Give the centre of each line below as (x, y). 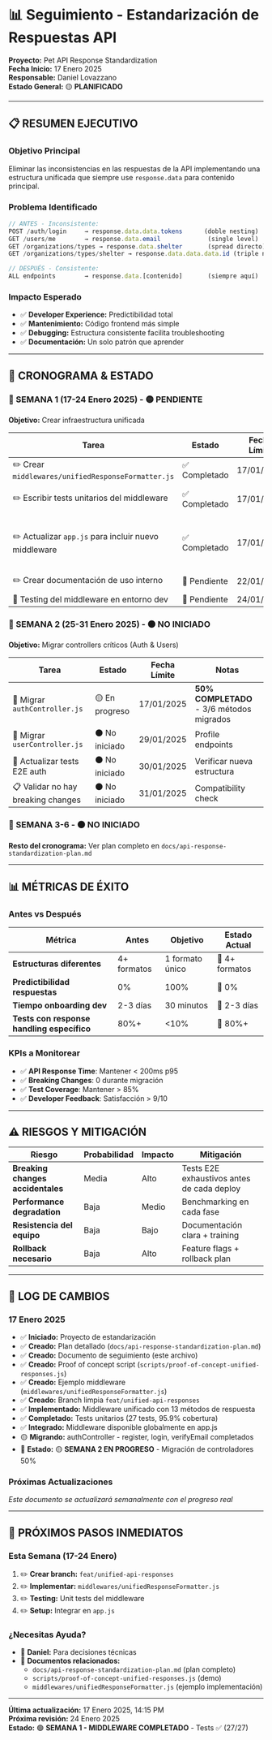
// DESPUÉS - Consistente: (54, 269)
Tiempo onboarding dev (60, 1005)
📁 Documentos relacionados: (70, 1661)
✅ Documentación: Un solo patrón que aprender (102, 342)
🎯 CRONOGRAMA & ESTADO (81, 376)
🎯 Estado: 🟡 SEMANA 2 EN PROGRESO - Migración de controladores (137, 1449)
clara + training (210, 1236)
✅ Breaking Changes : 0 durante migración (91, 1080)
